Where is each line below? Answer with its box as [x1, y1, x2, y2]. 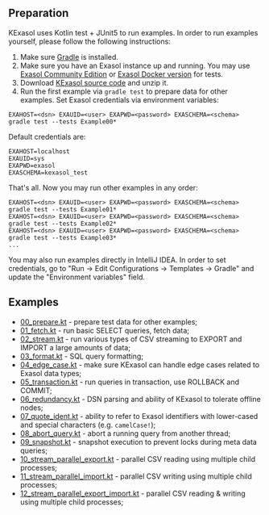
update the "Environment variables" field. [8, 272, 145, 282]
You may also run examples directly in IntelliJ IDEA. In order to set [8, 254, 227, 265]
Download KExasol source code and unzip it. [19, 77, 169, 87]
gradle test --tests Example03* [8, 233, 117, 241]
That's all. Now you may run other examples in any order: [8, 182, 199, 192]
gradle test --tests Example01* [8, 205, 117, 213]
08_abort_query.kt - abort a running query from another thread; [19, 428, 231, 438]
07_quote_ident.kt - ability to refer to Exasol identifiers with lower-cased [19, 411, 259, 421]
